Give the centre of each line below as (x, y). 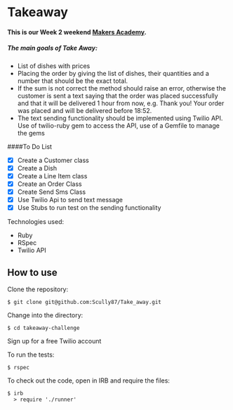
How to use (32, 272)
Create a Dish (37, 168)
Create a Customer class (53, 160)
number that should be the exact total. (73, 81)
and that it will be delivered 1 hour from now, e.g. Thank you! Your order (121, 103)
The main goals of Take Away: (53, 48)
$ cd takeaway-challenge (44, 328)
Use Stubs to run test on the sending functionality (89, 208)
